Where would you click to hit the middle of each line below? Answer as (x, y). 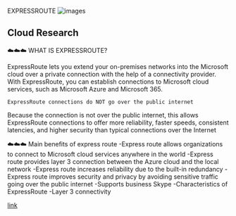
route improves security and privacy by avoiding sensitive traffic (125, 177)
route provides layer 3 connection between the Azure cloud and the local (113, 161)
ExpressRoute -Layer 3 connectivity (59, 191)
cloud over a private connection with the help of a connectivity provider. (112, 74)
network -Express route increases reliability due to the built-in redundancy (115, 169)
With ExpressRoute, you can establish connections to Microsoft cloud (108, 82)
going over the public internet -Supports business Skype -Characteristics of (118, 184)
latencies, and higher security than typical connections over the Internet (112, 129)
